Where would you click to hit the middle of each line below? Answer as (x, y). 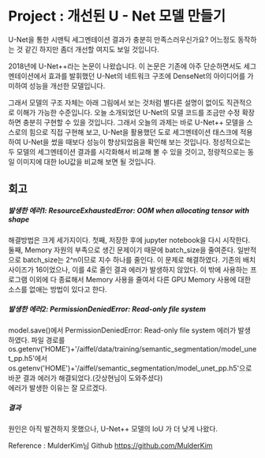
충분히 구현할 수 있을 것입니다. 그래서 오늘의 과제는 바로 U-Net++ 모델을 (134, 122)
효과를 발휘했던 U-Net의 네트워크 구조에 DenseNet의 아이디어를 (147, 76)
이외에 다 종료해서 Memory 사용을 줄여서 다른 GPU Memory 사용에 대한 (140, 280)
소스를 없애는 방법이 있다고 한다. (58, 289)
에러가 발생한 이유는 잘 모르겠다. (58, 388)
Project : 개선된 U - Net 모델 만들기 (117, 16)
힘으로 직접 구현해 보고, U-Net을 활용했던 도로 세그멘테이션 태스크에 (134, 132)
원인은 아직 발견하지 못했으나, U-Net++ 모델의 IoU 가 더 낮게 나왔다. (113, 429)
